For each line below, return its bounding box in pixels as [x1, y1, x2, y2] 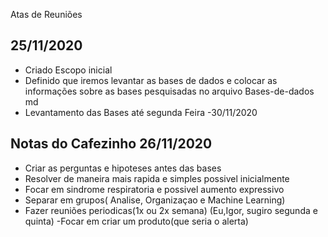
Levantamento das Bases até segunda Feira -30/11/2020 [24, 106, 258, 118]
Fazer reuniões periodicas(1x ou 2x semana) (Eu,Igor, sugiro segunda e [24, 204, 318, 216]
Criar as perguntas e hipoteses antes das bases [24, 162, 222, 174]
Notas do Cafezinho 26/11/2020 [10, 135, 213, 153]
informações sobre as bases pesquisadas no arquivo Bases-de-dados [24, 85, 315, 97]
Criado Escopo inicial [24, 64, 113, 76]
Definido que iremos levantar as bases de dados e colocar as [24, 74, 278, 86]
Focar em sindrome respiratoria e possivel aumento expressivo [24, 183, 285, 195]
